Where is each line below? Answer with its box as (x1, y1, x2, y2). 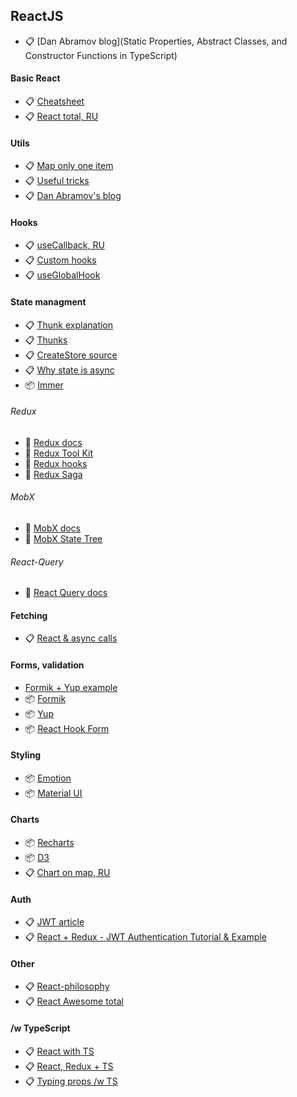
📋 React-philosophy (24, 980, 110, 993)
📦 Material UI (24, 787, 83, 799)
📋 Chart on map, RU (24, 867, 111, 879)
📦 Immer (24, 379, 64, 391)
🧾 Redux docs (24, 436, 83, 448)
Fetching (10, 609, 48, 621)
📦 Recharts (24, 837, 75, 849)
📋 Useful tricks (24, 175, 90, 187)
